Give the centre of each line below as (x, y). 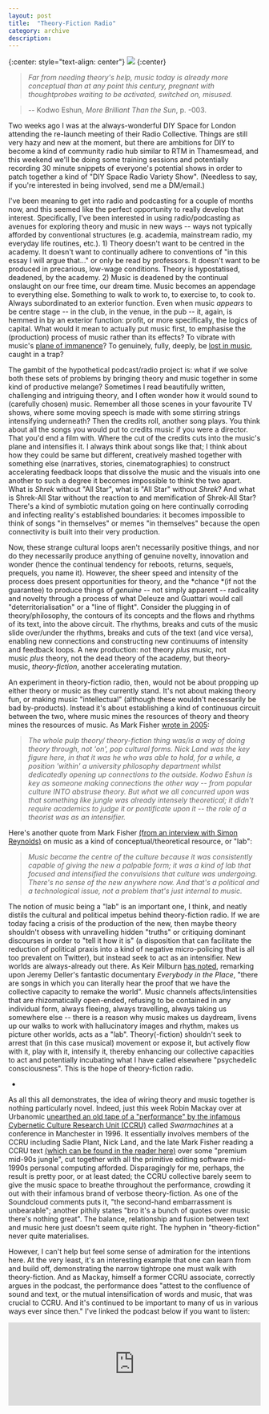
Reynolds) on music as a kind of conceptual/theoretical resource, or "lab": (130, 841)
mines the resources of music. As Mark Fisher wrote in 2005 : (109, 725)
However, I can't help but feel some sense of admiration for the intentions (129, 1252)
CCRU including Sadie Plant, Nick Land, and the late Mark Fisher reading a (131, 1142)
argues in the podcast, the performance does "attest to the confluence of (129, 1286)
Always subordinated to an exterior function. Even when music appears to (130, 303)
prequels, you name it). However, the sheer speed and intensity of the (123, 573)
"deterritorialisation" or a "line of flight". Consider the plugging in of (119, 607)
